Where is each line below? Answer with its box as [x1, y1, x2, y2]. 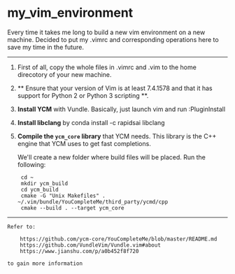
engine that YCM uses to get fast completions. [17, 139, 152, 147]
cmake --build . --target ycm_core [20, 204, 124, 211]
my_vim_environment [7, 5, 134, 21]
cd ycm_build [20, 186, 59, 193]
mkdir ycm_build [20, 180, 69, 187]
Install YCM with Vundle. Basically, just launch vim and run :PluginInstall [17, 105, 226, 113]
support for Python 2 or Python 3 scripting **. [17, 91, 149, 99]
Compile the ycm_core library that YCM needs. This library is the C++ [17, 131, 217, 140]
